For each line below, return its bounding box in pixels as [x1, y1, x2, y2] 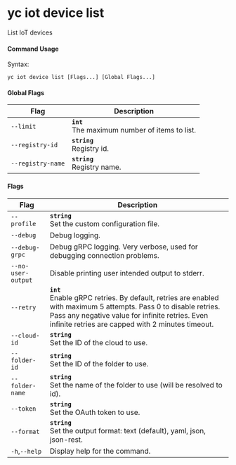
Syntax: [7, 60, 29, 68]
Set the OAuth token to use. [49, 407, 140, 417]
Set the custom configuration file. [49, 218, 160, 228]
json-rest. [49, 435, 83, 445]
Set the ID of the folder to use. [49, 359, 149, 368]
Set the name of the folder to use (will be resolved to [49, 380, 223, 390]
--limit [11, 123, 37, 131]
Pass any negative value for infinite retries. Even [49, 310, 209, 320]
